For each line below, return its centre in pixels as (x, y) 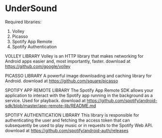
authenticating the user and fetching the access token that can (67, 120)
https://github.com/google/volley (38, 66)
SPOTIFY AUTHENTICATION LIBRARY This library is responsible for (72, 115)
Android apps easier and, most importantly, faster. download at (68, 61)
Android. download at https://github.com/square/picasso (62, 81)
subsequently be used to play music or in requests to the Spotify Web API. (79, 125)
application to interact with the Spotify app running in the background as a (79, 95)
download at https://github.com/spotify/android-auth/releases (67, 130)
